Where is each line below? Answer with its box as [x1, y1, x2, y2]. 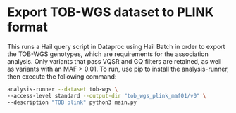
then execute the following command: [7, 72, 117, 81]
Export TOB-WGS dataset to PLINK [7, 4, 214, 20]
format [7, 19, 48, 35]
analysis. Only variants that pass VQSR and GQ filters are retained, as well [7, 57, 222, 65]
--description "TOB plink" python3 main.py [7, 99, 137, 106]
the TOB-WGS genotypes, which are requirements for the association [7, 50, 209, 58]
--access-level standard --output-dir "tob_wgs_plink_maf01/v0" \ [7, 92, 206, 99]
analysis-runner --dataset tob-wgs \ [7, 86, 118, 93]
